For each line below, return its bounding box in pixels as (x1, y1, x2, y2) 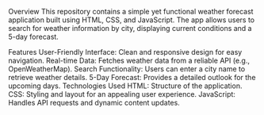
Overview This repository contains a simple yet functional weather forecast (8, 7, 254, 16)
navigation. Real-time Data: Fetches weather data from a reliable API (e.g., (8, 56, 250, 65)
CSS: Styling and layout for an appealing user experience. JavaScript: (8, 90, 236, 98)
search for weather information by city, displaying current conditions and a (8, 24, 252, 33)
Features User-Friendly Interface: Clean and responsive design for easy (8, 48, 243, 56)
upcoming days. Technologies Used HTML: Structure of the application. (8, 81, 243, 90)
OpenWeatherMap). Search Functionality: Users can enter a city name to (8, 64, 246, 74)
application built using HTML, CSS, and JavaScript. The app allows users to (8, 15, 255, 25)
